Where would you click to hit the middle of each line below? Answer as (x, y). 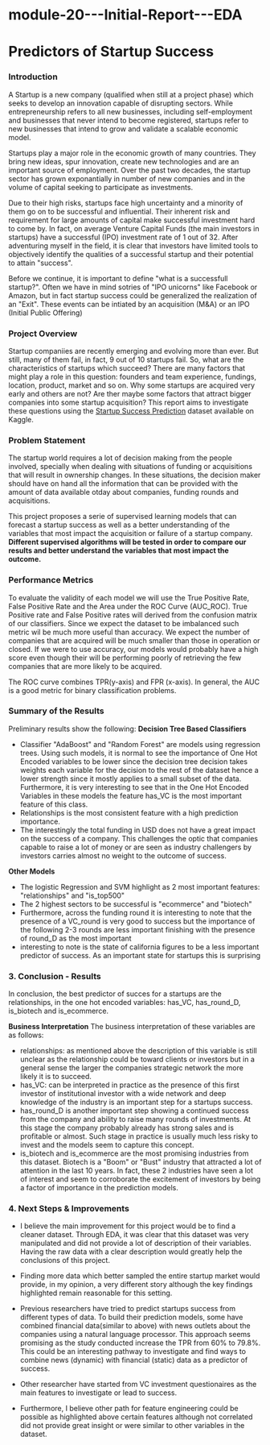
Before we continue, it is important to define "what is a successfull (118, 278)
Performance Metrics (51, 580)
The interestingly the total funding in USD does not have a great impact (137, 830)
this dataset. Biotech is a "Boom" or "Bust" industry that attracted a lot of (141, 1162)
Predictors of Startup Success (111, 52)
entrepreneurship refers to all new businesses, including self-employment (131, 111)
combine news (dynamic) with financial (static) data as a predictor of (134, 1360)
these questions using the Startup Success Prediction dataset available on (131, 411)
